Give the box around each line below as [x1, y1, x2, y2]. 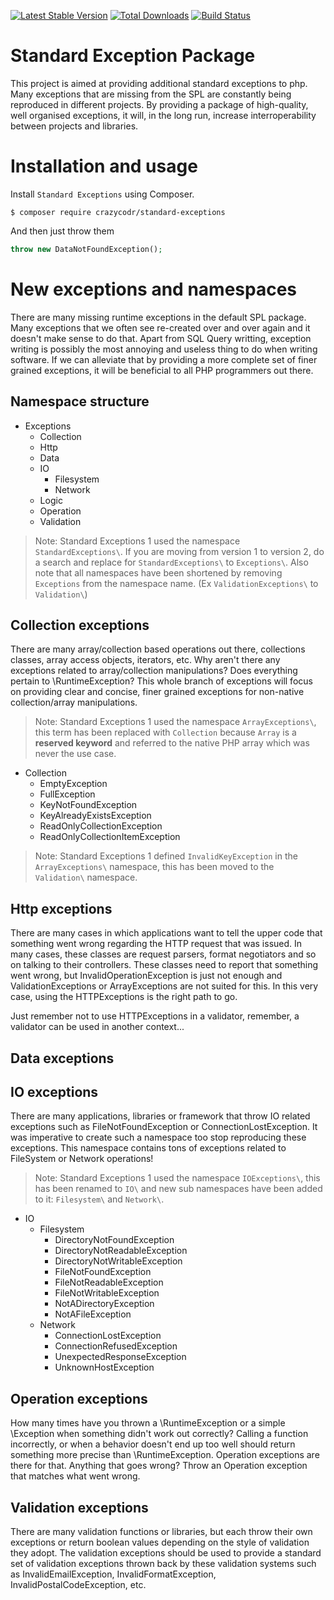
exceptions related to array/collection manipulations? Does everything [10, 665, 298, 677]
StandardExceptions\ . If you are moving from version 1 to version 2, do [34, 545, 325, 557]
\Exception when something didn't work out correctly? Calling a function [10, 1428, 309, 1440]
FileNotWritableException [54, 1287, 160, 1299]
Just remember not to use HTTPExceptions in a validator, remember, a [10, 1010, 300, 1022]
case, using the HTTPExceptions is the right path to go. [10, 991, 238, 1003]
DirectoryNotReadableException [54, 1245, 188, 1257]
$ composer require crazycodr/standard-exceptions [10, 207, 226, 217]
